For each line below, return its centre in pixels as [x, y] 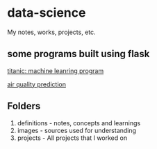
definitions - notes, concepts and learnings [79, 123]
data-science [47, 13]
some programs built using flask [78, 54]
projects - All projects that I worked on [72, 138]
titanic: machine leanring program [56, 70]
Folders [24, 106]
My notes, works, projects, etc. [51, 32]
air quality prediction [36, 84]
